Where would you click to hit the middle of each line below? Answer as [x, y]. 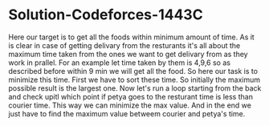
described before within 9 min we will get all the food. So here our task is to [133, 71]
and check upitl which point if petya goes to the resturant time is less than [130, 96]
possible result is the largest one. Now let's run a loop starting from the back [135, 88]
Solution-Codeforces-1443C [106, 15]
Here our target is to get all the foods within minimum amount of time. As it [131, 37]
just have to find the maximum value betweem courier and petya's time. [127, 113]
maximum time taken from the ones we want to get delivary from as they [128, 54]
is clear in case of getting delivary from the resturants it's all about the [124, 45]
